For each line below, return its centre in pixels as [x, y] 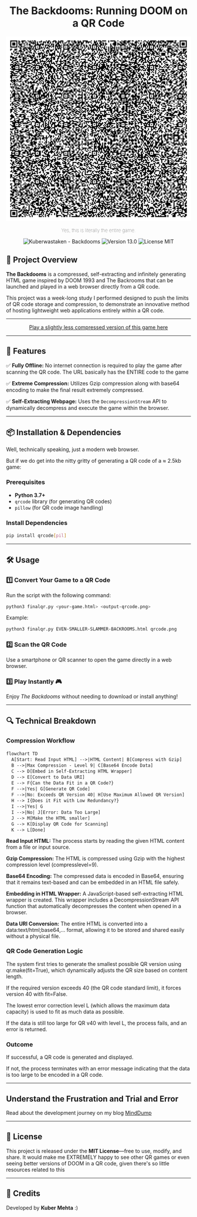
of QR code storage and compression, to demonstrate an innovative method [98, 304]
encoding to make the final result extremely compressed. [75, 390]
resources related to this [35, 1169]
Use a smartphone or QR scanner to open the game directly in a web [89, 660]
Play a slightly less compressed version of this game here [98, 327]
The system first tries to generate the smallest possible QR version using [94, 964]
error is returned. [27, 1029]
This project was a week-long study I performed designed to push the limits [97, 298]
